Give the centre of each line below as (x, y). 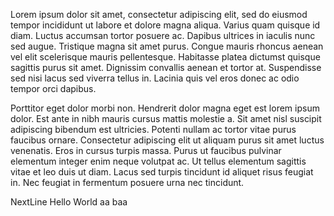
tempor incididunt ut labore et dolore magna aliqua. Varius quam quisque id (165, 25)
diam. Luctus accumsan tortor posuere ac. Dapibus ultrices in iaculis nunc (163, 35)
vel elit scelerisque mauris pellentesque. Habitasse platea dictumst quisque (165, 57)
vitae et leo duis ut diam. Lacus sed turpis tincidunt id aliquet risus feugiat (162, 172)
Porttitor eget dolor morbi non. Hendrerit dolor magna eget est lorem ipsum (165, 108)
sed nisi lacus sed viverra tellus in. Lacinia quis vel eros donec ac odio (155, 78)
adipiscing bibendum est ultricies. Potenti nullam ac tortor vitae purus (153, 129)
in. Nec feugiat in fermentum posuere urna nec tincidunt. (127, 182)
